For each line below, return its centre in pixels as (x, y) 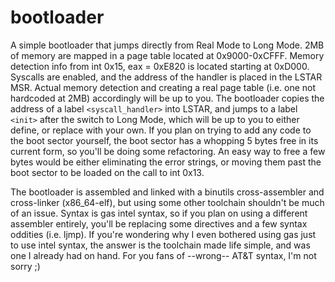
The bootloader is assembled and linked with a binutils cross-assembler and (167, 192)
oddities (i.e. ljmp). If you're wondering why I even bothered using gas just (163, 234)
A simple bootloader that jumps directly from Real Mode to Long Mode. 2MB (167, 45)
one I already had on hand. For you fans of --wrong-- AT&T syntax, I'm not (163, 255)
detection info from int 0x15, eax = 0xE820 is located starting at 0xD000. (160, 66)
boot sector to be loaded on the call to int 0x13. (107, 172)
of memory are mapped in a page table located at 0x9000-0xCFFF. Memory (167, 55)
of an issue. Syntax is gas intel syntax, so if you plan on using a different (159, 213)
